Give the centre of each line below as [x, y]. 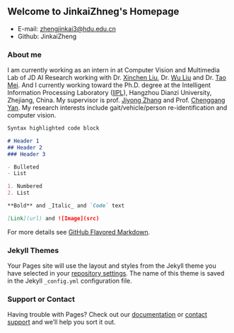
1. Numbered [25, 186]
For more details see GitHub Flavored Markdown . [79, 232]
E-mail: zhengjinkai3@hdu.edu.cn [67, 28]
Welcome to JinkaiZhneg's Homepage [93, 12]
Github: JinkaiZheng [47, 36]
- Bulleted [23, 167]
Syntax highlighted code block [53, 128]
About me [25, 55]
